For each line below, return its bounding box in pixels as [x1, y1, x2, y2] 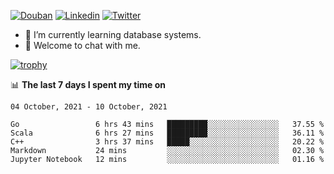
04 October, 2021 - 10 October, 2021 [10, 102, 168, 112]
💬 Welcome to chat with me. [24, 40, 141, 51]
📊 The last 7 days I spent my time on [10, 79, 167, 90]
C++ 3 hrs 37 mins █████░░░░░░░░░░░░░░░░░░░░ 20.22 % [10, 137, 325, 147]
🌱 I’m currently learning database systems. [24, 29, 202, 40]
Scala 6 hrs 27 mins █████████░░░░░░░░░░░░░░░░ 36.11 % [10, 128, 325, 138]
